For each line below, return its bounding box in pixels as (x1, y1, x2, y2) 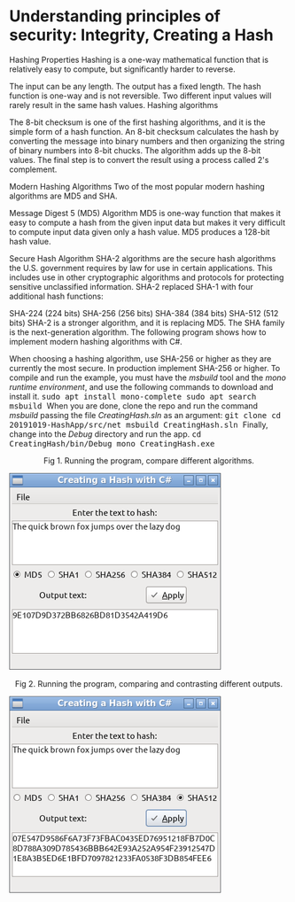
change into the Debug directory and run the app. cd (9, 428, 202, 439)
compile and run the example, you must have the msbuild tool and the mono (9, 372, 286, 383)
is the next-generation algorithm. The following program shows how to (9, 326, 267, 338)
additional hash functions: (9, 291, 104, 301)
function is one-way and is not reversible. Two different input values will (9, 90, 272, 101)
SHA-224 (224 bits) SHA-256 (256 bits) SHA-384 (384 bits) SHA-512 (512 (9, 307, 279, 318)
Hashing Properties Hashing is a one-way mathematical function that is (9, 54, 268, 65)
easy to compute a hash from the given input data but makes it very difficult (9, 217, 286, 228)
